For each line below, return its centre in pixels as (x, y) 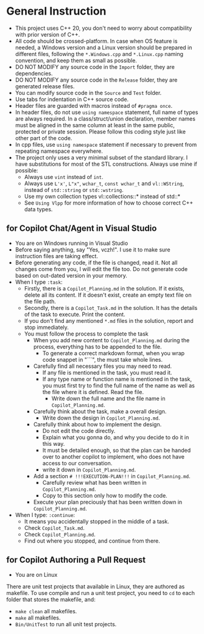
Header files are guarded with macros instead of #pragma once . (93, 105)
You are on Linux (36, 574)
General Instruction (56, 11)
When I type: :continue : (45, 515)
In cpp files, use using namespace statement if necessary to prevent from (106, 144)
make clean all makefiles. (46, 611)
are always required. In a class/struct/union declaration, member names (105, 118)
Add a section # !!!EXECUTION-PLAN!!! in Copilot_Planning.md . (112, 476)
